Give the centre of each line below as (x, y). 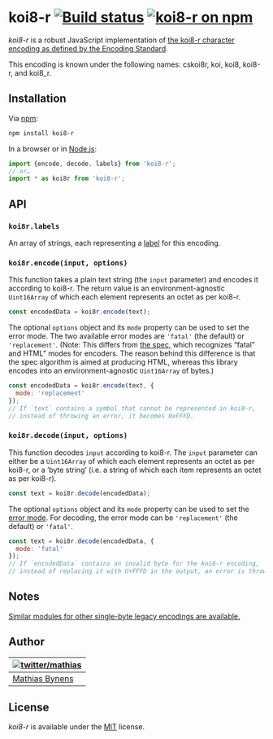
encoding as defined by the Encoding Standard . (88, 48)
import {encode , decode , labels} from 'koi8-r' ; (92, 164)
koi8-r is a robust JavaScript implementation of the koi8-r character (122, 40)
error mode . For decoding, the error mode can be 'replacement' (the (123, 518)
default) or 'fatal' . (41, 526)
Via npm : (24, 118)
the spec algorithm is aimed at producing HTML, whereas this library (123, 362)
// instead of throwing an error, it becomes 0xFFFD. (102, 416)
